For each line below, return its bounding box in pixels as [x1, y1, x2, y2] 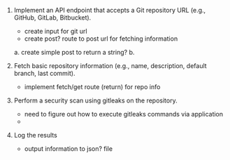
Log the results [13, 131, 57, 139]
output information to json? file [24, 145, 113, 153]
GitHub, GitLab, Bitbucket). [13, 13, 92, 22]
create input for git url [24, 27, 87, 35]
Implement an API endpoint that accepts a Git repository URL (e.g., [13, 6, 206, 14]
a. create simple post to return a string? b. [13, 48, 135, 56]
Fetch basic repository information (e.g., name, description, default [13, 62, 208, 69]
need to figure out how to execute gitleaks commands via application [24, 110, 224, 118]
